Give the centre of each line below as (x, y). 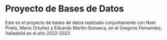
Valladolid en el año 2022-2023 (38, 33)
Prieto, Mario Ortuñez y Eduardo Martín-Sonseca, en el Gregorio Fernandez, (84, 27)
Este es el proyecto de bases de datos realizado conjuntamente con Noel (80, 22)
